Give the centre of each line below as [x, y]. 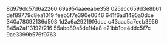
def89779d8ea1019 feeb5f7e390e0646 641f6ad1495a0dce [80, 15]
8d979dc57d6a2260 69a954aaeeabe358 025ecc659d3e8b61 [84, 9]
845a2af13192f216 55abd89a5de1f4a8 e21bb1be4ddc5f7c [79, 28]
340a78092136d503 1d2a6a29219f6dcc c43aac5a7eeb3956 [82, 21]
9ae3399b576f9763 [31, 35]
